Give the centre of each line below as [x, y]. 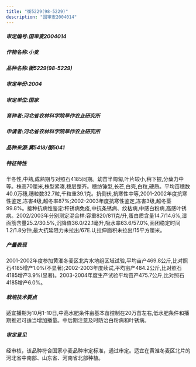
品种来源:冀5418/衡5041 [36, 148]
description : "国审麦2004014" [42, 17]
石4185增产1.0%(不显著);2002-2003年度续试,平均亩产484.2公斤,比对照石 [94, 268]
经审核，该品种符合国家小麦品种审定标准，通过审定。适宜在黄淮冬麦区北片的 [98, 351]
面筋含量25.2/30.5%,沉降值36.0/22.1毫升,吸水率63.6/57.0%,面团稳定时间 [93, 223]
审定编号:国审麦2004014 [36, 36]
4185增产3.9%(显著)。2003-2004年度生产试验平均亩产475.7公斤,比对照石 [95, 275]
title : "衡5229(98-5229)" [37, 11]
